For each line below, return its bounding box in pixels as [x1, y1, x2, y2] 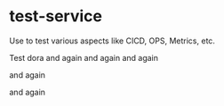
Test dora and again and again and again [9, 52, 158, 63]
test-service [9, 6, 102, 26]
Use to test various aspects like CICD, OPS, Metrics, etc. [9, 35, 216, 46]
